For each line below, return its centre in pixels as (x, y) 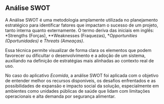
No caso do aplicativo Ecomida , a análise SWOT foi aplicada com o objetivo (82, 75)
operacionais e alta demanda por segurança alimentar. (60, 96)
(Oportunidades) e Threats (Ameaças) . (45, 41)
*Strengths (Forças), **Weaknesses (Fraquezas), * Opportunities (71, 35)
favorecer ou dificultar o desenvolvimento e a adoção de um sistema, (75, 55)
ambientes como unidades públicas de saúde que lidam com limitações (78, 91)
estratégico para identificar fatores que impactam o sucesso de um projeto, (82, 25)
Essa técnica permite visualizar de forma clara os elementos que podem (78, 50)
